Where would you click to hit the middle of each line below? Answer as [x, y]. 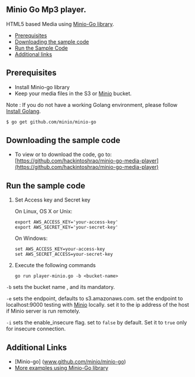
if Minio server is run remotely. [43, 311]
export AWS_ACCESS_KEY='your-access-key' [66, 222]
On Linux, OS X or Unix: [43, 212]
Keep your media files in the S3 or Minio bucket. [73, 93]
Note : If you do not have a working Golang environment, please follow [92, 105]
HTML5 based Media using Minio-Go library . [60, 24]
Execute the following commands [55, 265]
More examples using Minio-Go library [61, 368]
